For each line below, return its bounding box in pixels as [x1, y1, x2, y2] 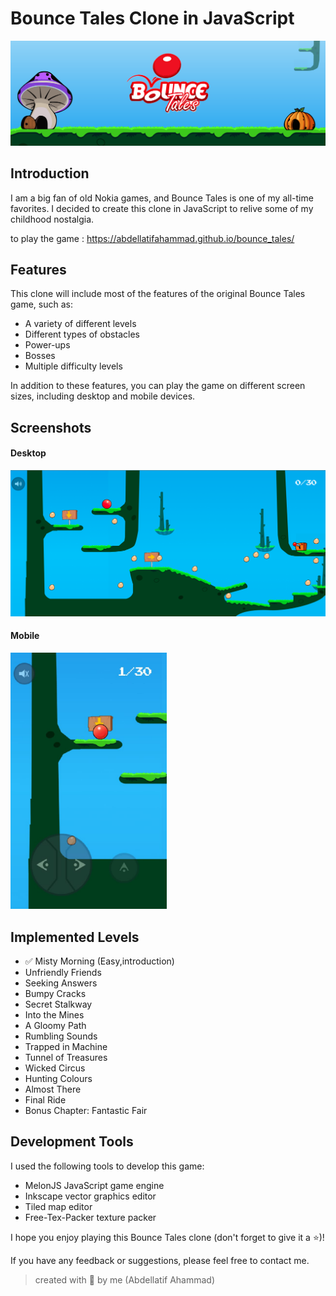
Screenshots [10, 419, 92, 436]
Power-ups [24, 339, 71, 351]
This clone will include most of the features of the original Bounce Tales [10, 288, 306, 300]
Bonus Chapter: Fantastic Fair [24, 1105, 148, 1117]
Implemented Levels [10, 928, 140, 946]
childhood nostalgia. [10, 213, 95, 225]
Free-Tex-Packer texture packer [24, 1211, 157, 1223]
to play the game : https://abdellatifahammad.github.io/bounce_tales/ [10, 232, 295, 244]
